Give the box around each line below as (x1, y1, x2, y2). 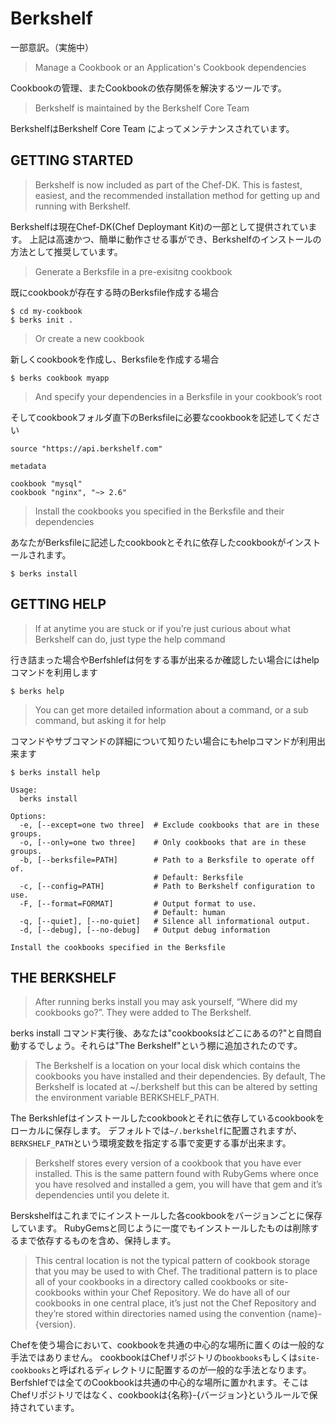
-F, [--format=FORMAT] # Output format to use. (19, 898, 257, 909)
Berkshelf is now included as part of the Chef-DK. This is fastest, (34, 178, 303, 191)
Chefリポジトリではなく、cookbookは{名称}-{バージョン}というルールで (10, 1389, 310, 1401)
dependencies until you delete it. (34, 1189, 170, 1201)
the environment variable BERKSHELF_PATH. (34, 1092, 220, 1104)
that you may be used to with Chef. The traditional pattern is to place (34, 1265, 318, 1277)
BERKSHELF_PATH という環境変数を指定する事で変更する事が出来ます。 (10, 1137, 292, 1149)
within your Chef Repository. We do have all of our (83, 1287, 291, 1299)
